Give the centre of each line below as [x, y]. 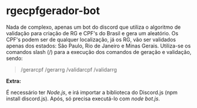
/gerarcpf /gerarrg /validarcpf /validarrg [69, 69]
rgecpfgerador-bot [53, 11]
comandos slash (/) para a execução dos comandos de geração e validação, [99, 52]
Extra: [14, 81]
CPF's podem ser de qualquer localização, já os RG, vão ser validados [91, 39]
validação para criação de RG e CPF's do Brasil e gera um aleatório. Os [92, 33]
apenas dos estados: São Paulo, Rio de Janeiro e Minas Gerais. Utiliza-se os [98, 46]
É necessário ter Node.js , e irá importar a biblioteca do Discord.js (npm [92, 92]
